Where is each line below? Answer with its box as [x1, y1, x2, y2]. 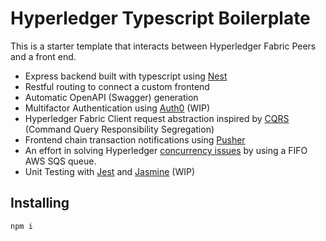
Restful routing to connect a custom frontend [24, 80, 210, 92]
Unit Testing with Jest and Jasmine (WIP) [24, 165, 196, 177]
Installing [10, 195, 70, 212]
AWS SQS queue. [24, 155, 97, 167]
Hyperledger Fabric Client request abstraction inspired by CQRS [24, 112, 290, 124]
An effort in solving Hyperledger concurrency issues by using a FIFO [24, 144, 308, 156]
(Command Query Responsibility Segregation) [24, 123, 215, 135]
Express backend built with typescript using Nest [24, 70, 228, 82]
